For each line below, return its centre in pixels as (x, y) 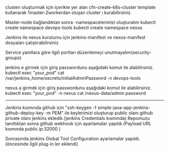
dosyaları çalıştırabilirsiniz (32, 43)
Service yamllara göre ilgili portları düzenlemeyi (55, 52)
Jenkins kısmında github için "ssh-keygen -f (51, 108)
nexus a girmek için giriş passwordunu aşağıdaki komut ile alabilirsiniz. (78, 88)
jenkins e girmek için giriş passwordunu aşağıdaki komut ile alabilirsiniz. (80, 67)
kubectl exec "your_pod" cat (35, 73)
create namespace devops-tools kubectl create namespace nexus (74, 28)
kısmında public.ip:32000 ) (33, 129)
